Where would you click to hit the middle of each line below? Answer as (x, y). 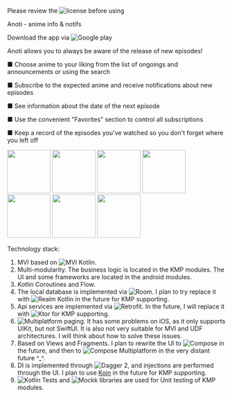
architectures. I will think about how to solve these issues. (99, 336)
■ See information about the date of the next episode (84, 106)
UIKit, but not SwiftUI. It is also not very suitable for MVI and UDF (110, 328)
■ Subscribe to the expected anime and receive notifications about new (110, 85)
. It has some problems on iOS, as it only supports (154, 321)
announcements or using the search (59, 72)
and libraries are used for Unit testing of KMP (137, 380)
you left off (23, 140)
